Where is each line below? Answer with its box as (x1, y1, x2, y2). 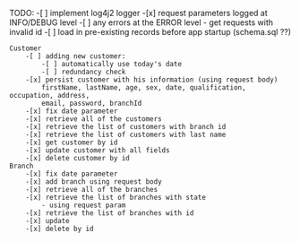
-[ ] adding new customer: (25, 52, 126, 61)
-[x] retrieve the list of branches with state (25, 193, 206, 202)
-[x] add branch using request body (25, 177, 163, 186)
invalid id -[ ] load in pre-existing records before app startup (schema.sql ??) (9, 27, 292, 37)
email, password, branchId (41, 99, 142, 108)
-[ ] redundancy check (41, 67, 126, 76)
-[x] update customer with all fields (25, 146, 170, 155)
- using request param (41, 201, 126, 210)
